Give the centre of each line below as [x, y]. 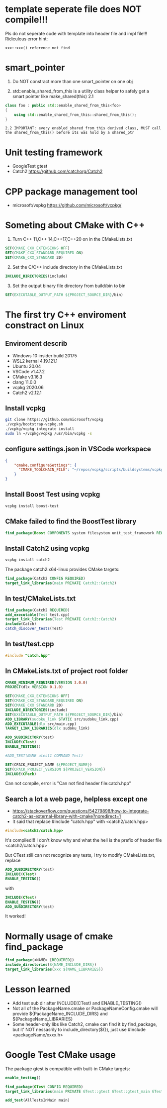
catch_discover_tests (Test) [34, 629]
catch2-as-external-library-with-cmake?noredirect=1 [67, 816]
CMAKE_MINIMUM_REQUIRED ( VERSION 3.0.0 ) [46, 683]
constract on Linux [45, 325]
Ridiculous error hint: [27, 39]
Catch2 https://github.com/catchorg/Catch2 [57, 171]
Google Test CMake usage [60, 1055]
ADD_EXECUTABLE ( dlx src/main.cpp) [41, 724]
